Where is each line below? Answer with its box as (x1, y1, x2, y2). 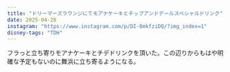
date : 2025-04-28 (7, 16, 57, 23)
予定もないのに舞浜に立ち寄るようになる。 (19, 58, 139, 66)
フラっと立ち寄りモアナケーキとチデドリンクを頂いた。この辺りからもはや (7, 49, 218, 57)
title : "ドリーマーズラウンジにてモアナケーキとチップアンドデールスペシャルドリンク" (7, 10, 223, 17)
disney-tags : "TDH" (7, 29, 63, 36)
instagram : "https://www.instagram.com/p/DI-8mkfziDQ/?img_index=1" (7, 23, 207, 29)
